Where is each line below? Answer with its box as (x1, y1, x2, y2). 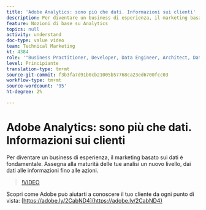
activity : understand (6, 32, 62, 38)
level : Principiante (6, 60, 59, 66)
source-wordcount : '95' (6, 83, 67, 89)
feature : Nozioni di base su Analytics (6, 20, 109, 26)
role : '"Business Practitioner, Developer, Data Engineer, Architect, (6, 54, 191, 61)
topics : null (6, 26, 40, 32)
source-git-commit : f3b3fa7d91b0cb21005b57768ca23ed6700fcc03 (6, 72, 169, 78)
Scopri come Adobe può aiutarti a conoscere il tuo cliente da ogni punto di (6, 190, 194, 198)
